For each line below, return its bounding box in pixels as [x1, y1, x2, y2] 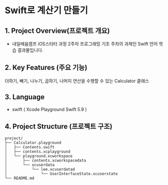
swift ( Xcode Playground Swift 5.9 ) [12, 106, 87, 112]
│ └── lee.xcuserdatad [5, 167, 75, 172]
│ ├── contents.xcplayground [5, 149, 71, 155]
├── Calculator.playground [5, 140, 62, 145]
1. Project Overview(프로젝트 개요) [5, 26, 110, 35]
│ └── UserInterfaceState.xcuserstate [5, 171, 118, 176]
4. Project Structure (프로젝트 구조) [5, 122, 113, 131]
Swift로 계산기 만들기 [5, 5, 88, 16]
